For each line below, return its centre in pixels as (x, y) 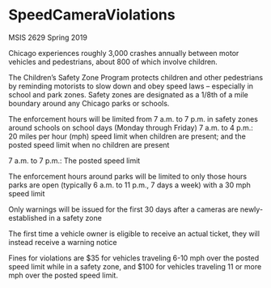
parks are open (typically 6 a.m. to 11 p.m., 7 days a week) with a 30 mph (129, 185)
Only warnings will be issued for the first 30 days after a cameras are (123, 209)
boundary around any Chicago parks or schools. (89, 103)
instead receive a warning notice (63, 242)
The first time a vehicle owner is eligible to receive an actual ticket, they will (134, 234)
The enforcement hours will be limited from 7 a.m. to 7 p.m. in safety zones (133, 118)
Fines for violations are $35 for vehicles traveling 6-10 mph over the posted (134, 258)
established (28, 217)
